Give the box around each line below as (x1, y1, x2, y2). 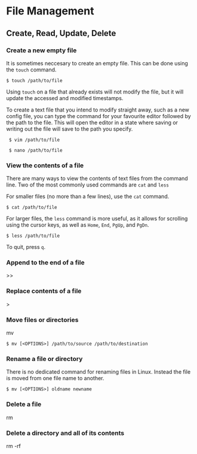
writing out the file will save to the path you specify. (6, 125, 133, 133)
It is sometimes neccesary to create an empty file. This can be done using (6, 59, 188, 67)
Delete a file (6, 400, 42, 408)
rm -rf (6, 442, 21, 449)
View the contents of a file (6, 161, 84, 169)
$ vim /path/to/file (8, 137, 60, 143)
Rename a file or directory (6, 354, 83, 363)
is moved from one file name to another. (6, 375, 104, 382)
